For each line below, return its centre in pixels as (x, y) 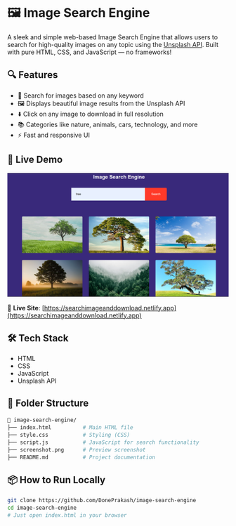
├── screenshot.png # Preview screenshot (77, 449)
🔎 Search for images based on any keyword (80, 96)
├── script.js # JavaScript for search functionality (103, 442)
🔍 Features (33, 75)
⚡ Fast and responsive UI (53, 135)
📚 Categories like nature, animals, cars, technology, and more (107, 124)
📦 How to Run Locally (57, 480)
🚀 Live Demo (35, 160)
